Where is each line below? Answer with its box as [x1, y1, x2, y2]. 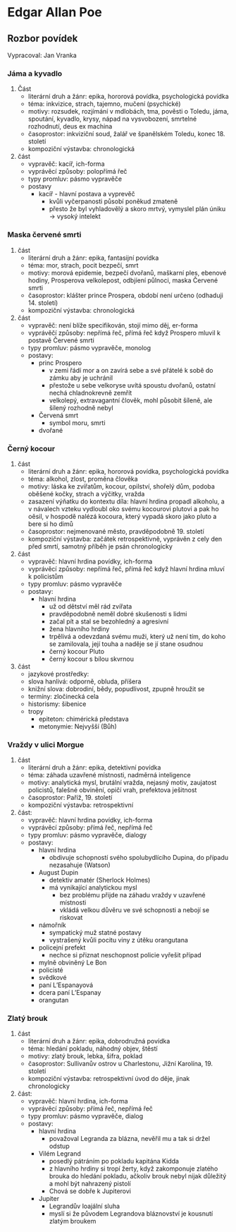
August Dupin [38, 868, 79, 877]
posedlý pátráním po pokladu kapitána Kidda [49, 1157, 180, 1166]
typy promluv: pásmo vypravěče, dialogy [27, 831, 147, 839]
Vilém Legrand [38, 1149, 81, 1158]
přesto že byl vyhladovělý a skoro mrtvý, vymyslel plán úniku [49, 205, 226, 213]
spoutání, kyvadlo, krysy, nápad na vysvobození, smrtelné [27, 114, 197, 124]
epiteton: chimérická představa [38, 714, 129, 723]
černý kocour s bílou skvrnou [49, 654, 135, 663]
